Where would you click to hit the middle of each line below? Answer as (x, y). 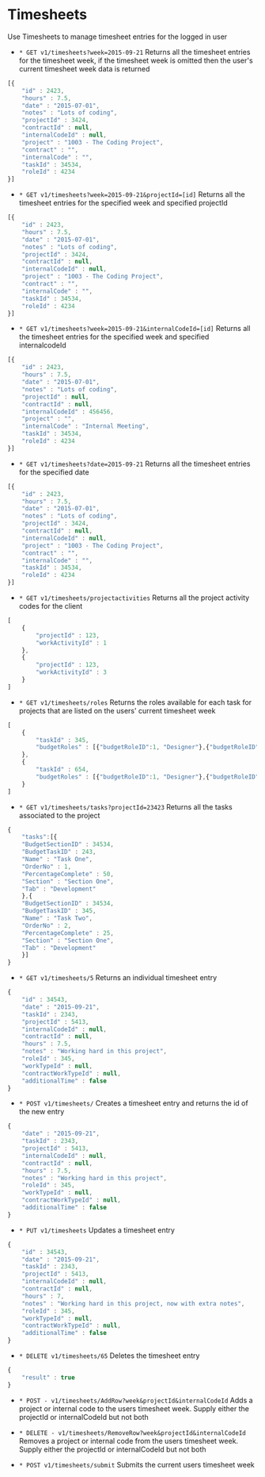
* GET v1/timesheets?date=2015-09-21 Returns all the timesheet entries (134, 463)
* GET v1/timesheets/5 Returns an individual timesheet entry (118, 978)
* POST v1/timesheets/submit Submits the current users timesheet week (136, 1464)
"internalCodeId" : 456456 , (68, 412)
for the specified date (54, 472)
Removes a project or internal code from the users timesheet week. (129, 1440)
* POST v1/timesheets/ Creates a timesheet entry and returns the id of (133, 1103)
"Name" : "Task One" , (57, 860)
